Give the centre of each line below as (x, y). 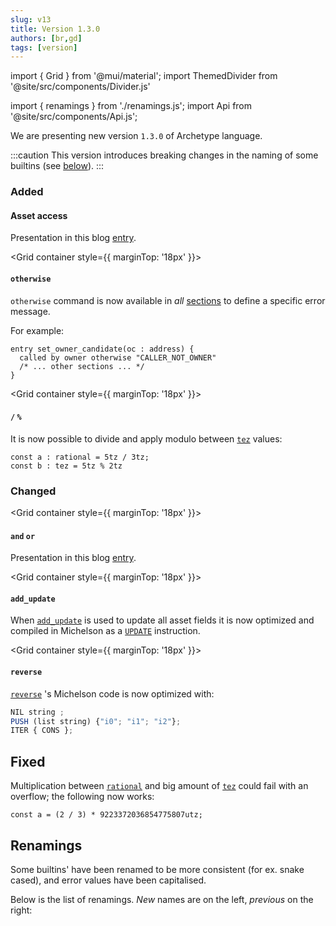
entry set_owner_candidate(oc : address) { (102, 349)
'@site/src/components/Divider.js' (80, 87)
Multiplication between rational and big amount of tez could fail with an (159, 786)
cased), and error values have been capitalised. (108, 880)
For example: (37, 330)
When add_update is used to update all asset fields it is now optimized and (162, 620)
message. (30, 311)
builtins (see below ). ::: (57, 166)
